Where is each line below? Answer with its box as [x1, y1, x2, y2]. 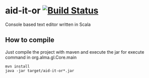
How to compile [5, 36, 55, 44]
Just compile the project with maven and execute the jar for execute [5, 49, 145, 55]
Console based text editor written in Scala [5, 21, 91, 27]
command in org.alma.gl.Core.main [5, 54, 77, 60]
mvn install [5, 64, 30, 69]
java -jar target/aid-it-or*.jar [5, 68, 74, 73]
